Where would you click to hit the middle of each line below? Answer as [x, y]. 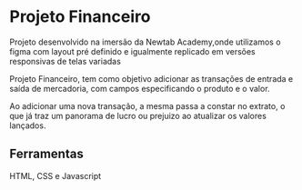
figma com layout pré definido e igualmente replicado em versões [133, 51]
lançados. [28, 125]
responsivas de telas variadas [65, 61]
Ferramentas [46, 154]
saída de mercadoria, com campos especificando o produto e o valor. [140, 88]
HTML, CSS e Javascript [55, 175]
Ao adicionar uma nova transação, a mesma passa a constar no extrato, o [147, 105]
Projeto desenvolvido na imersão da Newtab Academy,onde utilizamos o [145, 42]
